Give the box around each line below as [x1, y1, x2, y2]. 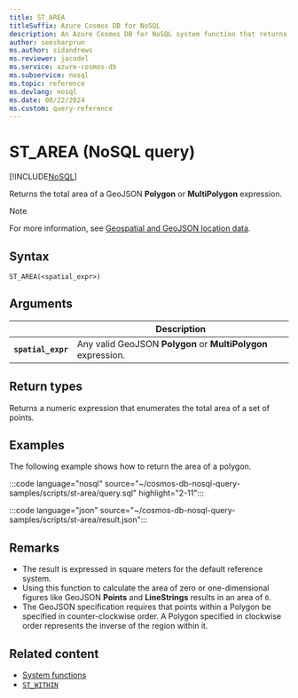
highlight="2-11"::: [138, 488, 205, 498]
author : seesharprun [9, 37, 86, 47]
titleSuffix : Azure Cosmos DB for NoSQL [9, 21, 161, 30]
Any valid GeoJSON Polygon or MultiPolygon [76, 337, 268, 350]
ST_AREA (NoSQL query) [9, 142, 196, 163]
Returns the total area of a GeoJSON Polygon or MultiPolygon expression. [9, 188, 282, 200]
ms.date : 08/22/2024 [9, 95, 86, 105]
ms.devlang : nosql [9, 87, 77, 96]
